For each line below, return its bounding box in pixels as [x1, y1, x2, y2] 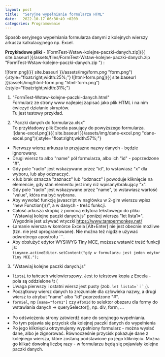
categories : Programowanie [5, 21, 61, 26]
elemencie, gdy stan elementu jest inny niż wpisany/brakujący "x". [12, 182, 147, 188]
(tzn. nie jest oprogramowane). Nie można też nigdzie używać [12, 228, 138, 234]
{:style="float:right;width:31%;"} [5, 85, 70, 91]
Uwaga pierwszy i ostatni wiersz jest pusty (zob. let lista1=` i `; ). [12, 284, 149, 290]
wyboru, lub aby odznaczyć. [12, 171, 70, 177]
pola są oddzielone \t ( [12, 278, 58, 284]
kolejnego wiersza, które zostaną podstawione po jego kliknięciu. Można [12, 336, 160, 342]
